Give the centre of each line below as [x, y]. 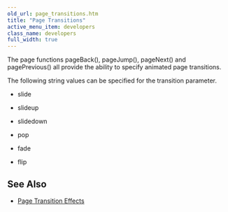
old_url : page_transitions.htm [53, 14]
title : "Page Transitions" [47, 20]
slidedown [32, 121]
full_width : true [33, 40]
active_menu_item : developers [51, 27]
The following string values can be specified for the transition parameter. [112, 80]
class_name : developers [42, 33]
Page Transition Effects [51, 201]
